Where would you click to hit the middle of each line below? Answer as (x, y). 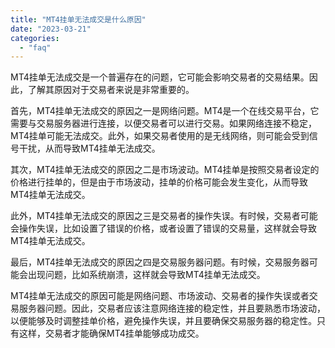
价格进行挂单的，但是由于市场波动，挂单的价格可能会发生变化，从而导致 (159, 182)
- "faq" (35, 47)
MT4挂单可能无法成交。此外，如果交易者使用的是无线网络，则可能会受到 (160, 136)
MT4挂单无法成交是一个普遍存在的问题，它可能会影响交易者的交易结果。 (160, 77)
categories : (35, 38)
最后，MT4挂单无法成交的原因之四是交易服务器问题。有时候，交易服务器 (160, 262)
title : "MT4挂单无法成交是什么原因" (78, 19)
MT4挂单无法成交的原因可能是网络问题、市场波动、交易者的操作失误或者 (160, 296)
